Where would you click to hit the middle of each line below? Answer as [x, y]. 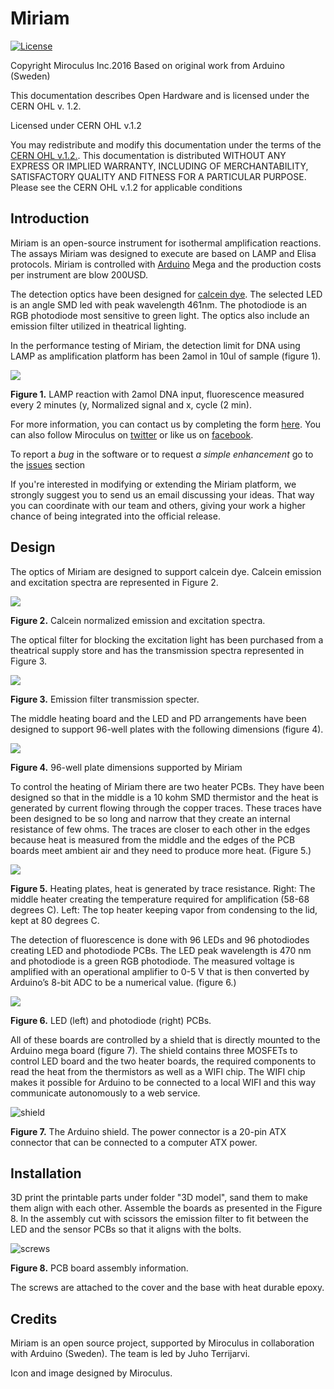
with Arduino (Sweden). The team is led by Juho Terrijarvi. [130, 1354]
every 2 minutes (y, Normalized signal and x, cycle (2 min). [131, 404]
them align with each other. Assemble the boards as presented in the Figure [166, 1208]
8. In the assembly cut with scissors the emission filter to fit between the [159, 1219]
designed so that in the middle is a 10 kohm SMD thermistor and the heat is [164, 797]
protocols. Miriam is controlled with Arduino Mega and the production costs [166, 264]
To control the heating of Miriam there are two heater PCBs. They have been [167, 786]
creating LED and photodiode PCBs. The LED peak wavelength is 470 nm [161, 950]
